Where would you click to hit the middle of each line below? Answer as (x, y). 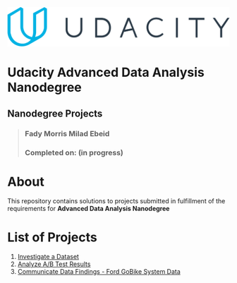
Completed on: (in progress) (74, 152)
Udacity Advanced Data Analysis (106, 72)
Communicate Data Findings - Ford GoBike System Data (99, 272)
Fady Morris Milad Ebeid (67, 133)
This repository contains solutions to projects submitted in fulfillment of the (116, 201)
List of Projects (52, 237)
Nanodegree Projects (55, 113)
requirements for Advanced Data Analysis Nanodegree (89, 209)
